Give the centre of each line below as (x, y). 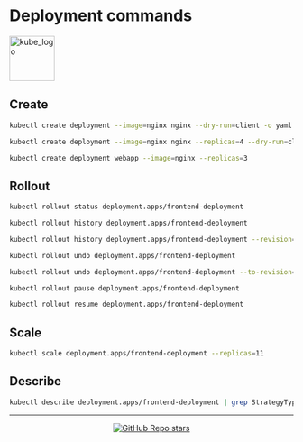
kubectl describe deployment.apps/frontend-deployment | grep (129, 402)
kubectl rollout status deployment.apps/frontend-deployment (127, 207)
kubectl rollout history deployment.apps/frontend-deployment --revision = (153, 239)
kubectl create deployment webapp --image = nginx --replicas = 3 (129, 158)
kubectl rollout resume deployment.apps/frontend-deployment (127, 304)
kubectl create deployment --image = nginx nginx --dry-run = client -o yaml (151, 125)
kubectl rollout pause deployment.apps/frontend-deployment (125, 288)
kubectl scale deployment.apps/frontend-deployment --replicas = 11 (137, 354)
